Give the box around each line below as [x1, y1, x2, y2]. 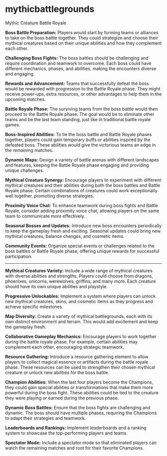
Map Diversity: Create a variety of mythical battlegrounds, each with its [5, 313, 153, 319]
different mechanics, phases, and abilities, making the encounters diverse [5, 66, 157, 72]
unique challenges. [5, 167, 44, 173]
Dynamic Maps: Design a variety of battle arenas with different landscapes [5, 156, 159, 162]
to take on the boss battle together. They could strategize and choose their [5, 35, 158, 41]
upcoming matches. [5, 96, 46, 102]
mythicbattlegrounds [5, 3, 94, 15]
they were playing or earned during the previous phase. [5, 395, 119, 401]
